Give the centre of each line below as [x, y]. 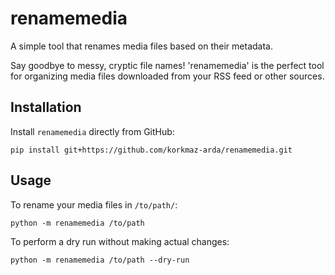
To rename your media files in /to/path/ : [94, 204]
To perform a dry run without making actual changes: [120, 241]
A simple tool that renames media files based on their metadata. [141, 46]
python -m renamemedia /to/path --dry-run [100, 260]
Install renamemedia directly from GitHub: [92, 131]
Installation [46, 107]
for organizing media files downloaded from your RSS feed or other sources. [167, 76]
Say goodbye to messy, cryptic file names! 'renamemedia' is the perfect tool [167, 65]
